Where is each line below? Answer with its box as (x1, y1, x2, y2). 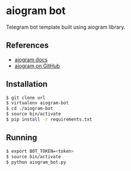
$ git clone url (6, 95, 45, 101)
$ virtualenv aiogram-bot (6, 100, 69, 106)
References (6, 40, 49, 50)
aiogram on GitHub (14, 62, 60, 69)
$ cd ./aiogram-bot (6, 105, 54, 112)
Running (6, 133, 38, 143)
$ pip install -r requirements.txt (6, 117, 93, 122)
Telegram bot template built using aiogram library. (6, 23, 126, 30)
